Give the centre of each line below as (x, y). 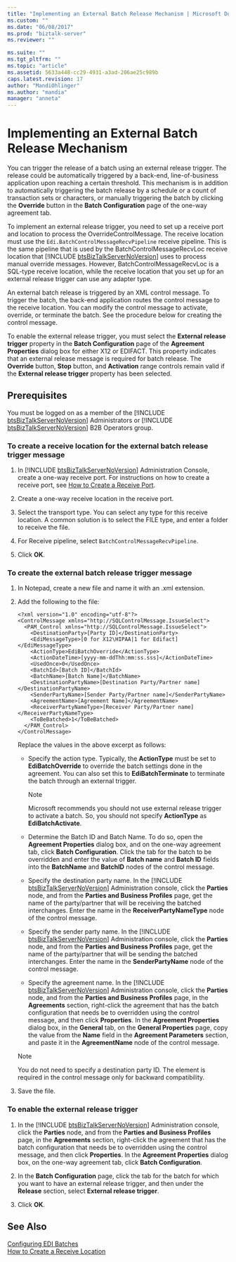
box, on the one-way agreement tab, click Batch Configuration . (110, 1162)
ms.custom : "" (28, 20)
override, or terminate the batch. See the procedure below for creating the (115, 315)
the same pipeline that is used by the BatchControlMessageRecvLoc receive (118, 249)
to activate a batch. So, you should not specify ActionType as (117, 816)
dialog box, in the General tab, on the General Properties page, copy (128, 1028)
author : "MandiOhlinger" (44, 85)
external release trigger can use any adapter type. (80, 279)
